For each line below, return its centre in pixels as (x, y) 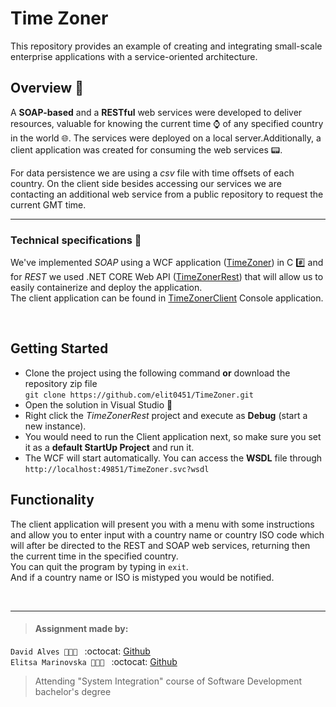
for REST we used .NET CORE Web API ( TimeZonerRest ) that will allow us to (167, 277)
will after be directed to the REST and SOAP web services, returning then (160, 545)
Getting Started (59, 348)
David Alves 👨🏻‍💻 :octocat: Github (80, 651)
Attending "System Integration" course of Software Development (168, 681)
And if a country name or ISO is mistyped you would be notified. (142, 577)
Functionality (52, 500)
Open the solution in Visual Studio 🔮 (98, 404)
